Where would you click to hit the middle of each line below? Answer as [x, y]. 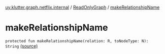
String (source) [22, 46]
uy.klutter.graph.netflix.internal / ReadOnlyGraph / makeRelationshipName [82, 7]
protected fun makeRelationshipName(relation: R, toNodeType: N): [77, 41]
